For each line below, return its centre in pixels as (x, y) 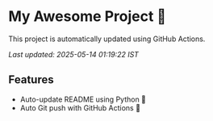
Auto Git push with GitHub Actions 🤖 (80, 107)
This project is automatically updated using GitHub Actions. (107, 39)
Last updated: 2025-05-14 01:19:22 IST (74, 54)
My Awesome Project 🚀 (88, 17)
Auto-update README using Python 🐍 (83, 99)
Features (31, 80)
